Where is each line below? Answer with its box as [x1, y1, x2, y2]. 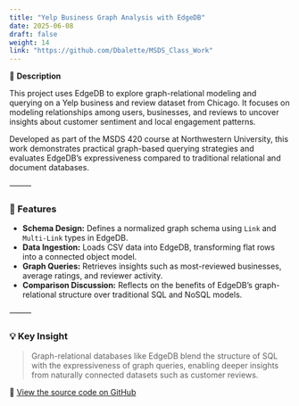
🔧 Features [9, 203, 57, 215]
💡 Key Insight [9, 330, 69, 343]
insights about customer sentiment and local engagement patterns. [9, 117, 256, 128]
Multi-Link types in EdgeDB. [21, 233, 129, 244]
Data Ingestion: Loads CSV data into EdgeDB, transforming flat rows [21, 242, 275, 253]
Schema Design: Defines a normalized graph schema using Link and [21, 223, 277, 234]
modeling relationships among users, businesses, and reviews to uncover [9, 107, 279, 118]
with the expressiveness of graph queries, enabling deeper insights [30, 360, 279, 370]
